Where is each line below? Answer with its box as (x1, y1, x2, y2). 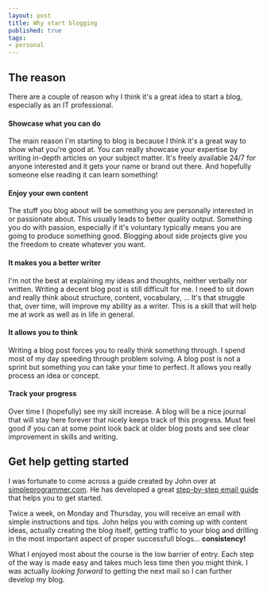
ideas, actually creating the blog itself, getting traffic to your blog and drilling (8, 525, 258, 535)
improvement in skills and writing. (8, 431, 118, 442)
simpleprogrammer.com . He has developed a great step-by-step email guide (8, 485, 259, 494)
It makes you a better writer (8, 258, 101, 267)
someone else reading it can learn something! (8, 170, 158, 180)
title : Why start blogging (8, 19, 98, 27)
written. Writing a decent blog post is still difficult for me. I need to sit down (8, 284, 254, 294)
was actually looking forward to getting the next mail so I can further (8, 566, 233, 575)
